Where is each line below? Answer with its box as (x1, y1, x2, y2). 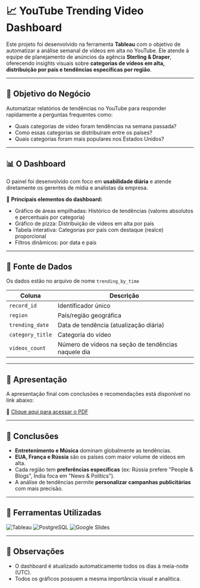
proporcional (14, 233, 46, 240)
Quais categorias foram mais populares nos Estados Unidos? (14, 135, 165, 143)
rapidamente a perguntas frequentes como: (6, 111, 113, 118)
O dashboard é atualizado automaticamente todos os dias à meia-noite (14, 562, 189, 570)
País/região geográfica (57, 311, 122, 320)
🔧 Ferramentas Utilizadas (6, 507, 102, 518)
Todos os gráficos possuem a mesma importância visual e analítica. (14, 575, 182, 582)
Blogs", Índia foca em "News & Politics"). (14, 472, 115, 479)
